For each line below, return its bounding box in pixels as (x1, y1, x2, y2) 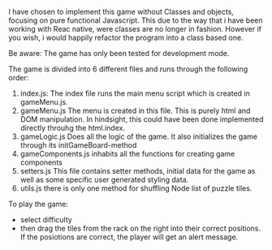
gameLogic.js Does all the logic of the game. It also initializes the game (19, 131, 258, 141)
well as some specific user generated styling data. (19, 175, 189, 184)
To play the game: (8, 199, 69, 209)
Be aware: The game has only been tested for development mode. (8, 49, 230, 58)
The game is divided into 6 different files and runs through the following (8, 64, 248, 74)
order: (8, 73, 29, 82)
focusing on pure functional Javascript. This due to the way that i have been (8, 15, 263, 25)
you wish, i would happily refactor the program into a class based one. (8, 32, 244, 42)
